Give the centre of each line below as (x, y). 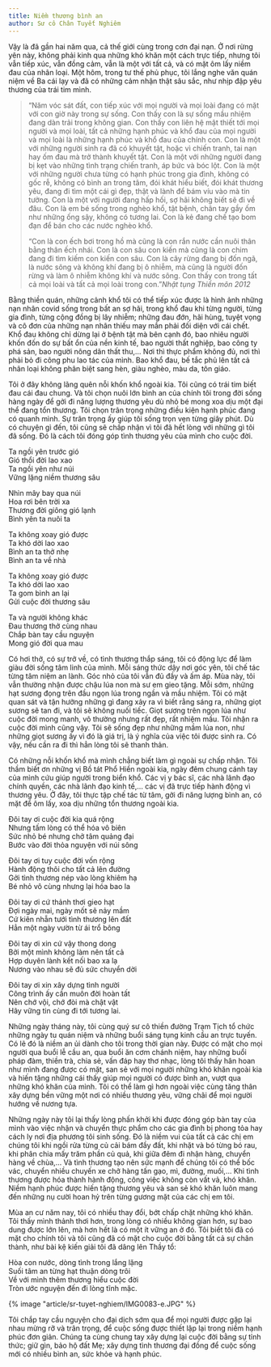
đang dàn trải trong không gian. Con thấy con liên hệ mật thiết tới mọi (144, 122)
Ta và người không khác (49, 617)
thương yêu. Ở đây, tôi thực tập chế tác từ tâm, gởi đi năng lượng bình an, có (135, 794)
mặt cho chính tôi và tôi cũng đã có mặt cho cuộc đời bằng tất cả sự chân (131, 1238)
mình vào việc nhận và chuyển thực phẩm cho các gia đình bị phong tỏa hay (135, 1128)
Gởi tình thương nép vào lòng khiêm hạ (73, 878)
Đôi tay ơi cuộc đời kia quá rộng (61, 819)
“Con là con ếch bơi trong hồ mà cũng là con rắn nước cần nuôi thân (142, 241)
